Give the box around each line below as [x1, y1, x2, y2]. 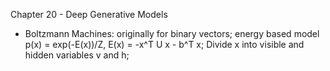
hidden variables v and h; [24, 49, 130, 61]
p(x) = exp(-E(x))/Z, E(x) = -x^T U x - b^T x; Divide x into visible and [24, 39, 305, 50]
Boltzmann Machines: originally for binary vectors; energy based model [24, 28, 320, 39]
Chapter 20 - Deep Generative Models [10, 9, 168, 20]
